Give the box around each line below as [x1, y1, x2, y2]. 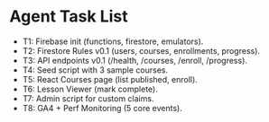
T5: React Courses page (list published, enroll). [22, 74, 199, 84]
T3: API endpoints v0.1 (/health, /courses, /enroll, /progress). [22, 55, 248, 65]
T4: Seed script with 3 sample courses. [22, 65, 169, 75]
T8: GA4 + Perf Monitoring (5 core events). [22, 102, 182, 113]
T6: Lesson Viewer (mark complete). [22, 83, 158, 94]
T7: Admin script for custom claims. [22, 92, 154, 104]
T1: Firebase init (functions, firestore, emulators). [22, 36, 204, 47]
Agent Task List [9, 6, 128, 27]
